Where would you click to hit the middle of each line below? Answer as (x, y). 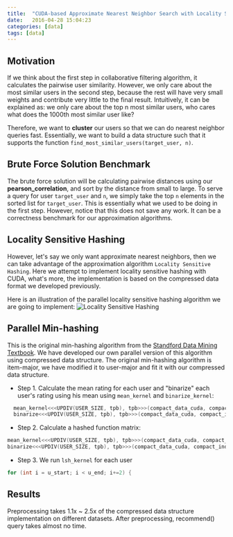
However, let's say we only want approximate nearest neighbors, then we (112, 256)
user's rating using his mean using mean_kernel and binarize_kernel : (115, 395)
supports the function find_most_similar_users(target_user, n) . (100, 143)
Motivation (31, 61)
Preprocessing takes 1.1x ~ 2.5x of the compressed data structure (101, 511)
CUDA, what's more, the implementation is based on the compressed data (113, 279)
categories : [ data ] (35, 26)
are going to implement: (41, 306)
